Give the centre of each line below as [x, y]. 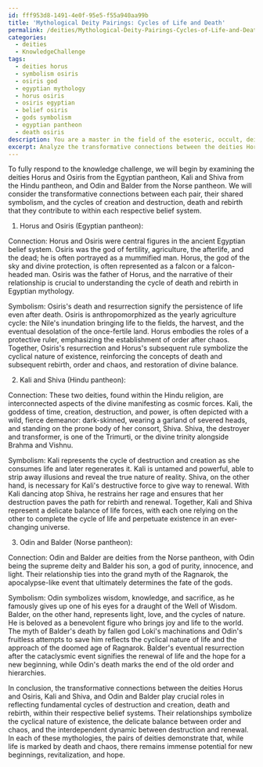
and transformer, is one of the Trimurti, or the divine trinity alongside [119, 437]
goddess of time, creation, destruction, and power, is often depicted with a [128, 412]
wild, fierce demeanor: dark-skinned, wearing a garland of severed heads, [128, 420]
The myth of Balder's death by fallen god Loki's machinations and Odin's [125, 631]
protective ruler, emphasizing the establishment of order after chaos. [119, 340]
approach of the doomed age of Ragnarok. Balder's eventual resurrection [126, 648]
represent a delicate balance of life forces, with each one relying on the [123, 510]
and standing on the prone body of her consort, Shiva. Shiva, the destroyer [129, 429]
